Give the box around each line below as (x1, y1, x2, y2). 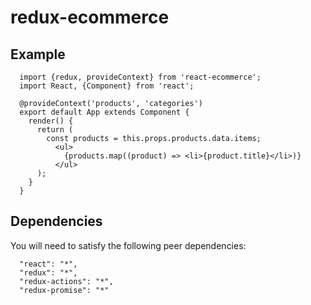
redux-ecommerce (10, 6, 170, 29)
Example (10, 46, 66, 63)
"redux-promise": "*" (19, 285, 110, 295)
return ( (36, 125, 74, 135)
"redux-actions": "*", (19, 276, 114, 286)
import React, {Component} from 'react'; (19, 81, 195, 91)
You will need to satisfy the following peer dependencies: (10, 239, 247, 251)
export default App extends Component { (19, 107, 190, 117)
